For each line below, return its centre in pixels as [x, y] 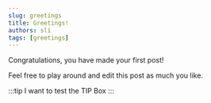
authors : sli [30, 30]
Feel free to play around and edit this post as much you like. [106, 75]
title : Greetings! [38, 23]
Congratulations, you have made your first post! [86, 60]
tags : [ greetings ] [38, 38]
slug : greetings [35, 15]
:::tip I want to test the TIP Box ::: [61, 91]
